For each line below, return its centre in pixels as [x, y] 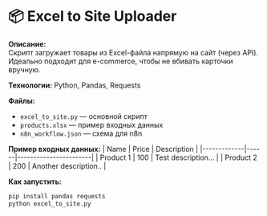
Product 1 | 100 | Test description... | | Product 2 [179, 157]
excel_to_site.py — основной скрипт [84, 116]
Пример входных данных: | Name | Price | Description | [103, 149]
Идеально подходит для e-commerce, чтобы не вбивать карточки [121, 61]
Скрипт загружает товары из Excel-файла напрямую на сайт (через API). [133, 52]
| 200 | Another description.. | [57, 165]
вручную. [24, 69]
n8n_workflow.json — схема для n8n [81, 133]
